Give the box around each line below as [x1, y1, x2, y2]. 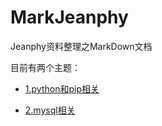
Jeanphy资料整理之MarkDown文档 [10, 40, 153, 52]
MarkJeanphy [10, 6, 129, 29]
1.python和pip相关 [24, 82, 100, 95]
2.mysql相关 [24, 104, 76, 116]
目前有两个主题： [10, 61, 81, 73]
